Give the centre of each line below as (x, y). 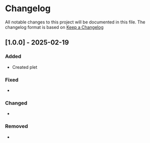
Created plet (25, 67)
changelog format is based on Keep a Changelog (54, 27)
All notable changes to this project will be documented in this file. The (75, 22)
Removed (17, 126)
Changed (16, 103)
